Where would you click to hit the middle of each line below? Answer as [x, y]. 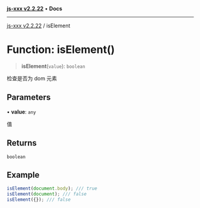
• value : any [21, 112]
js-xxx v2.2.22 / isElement [39, 26]
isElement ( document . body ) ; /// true [52, 189]
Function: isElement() [61, 50]
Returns [22, 143]
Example [23, 175]
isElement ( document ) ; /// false [47, 194]
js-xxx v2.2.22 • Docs [35, 9]
